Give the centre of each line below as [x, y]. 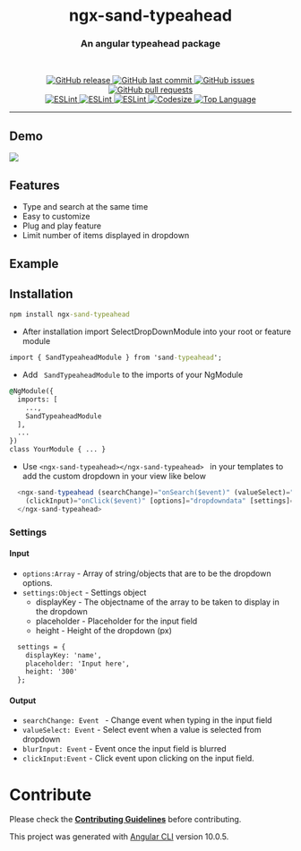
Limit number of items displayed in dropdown [106, 236]
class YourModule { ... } [57, 450]
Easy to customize [56, 217]
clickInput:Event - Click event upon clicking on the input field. [138, 759]
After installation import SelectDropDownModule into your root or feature [156, 331]
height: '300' [52, 672]
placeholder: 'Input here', [77, 664]
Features [34, 185]
